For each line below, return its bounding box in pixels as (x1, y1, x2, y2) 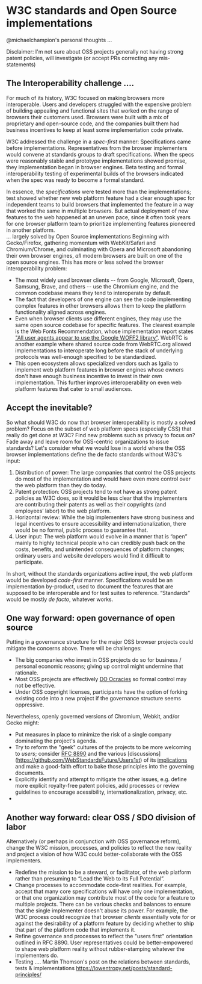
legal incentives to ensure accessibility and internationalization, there (14, 520, 186, 527)
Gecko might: (6, 719, 40, 726)
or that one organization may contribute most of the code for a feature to (14, 894, 195, 901)
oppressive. (14, 701, 44, 708)
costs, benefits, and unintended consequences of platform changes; (14, 546, 185, 553)
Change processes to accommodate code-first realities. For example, (14, 882, 188, 889)
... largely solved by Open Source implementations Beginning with (6, 232, 170, 240)
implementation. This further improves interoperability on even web (14, 379, 182, 386)
